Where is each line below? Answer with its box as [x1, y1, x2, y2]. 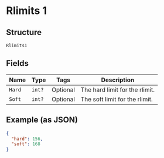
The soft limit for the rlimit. [80, 95, 153, 103]
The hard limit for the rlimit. [80, 86, 155, 94]
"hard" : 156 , [11, 136, 43, 142]
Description [101, 76, 135, 84]
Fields [6, 58, 29, 68]
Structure [6, 27, 42, 37]
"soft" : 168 [11, 141, 41, 147]
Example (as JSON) [6, 115, 78, 125]
